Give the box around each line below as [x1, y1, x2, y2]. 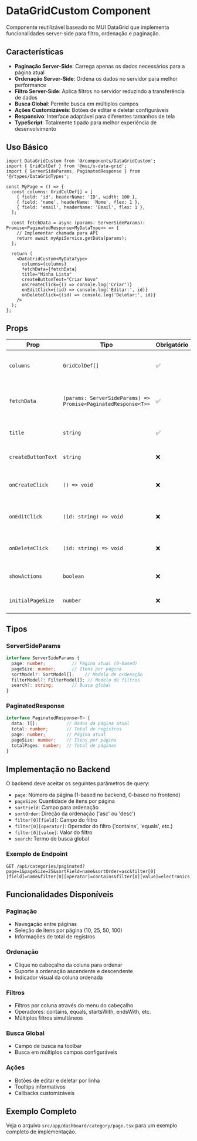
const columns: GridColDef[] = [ [11, 188, 93, 195]
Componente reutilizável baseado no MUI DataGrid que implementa [6, 24, 169, 31]
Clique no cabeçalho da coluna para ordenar [14, 961, 123, 968]
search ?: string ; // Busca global [11, 682, 111, 689]
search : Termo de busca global [14, 835, 90, 842]
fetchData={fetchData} [21, 266, 77, 272]
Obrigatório [155, 340, 189, 349]
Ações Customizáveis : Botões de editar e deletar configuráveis [14, 106, 169, 113]
